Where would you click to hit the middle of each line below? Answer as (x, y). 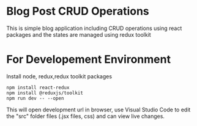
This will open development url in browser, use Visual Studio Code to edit (98, 109)
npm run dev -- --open (35, 98)
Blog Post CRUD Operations (78, 11)
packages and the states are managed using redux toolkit (79, 34)
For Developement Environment (89, 60)
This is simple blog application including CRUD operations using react (94, 28)
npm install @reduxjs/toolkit (45, 93)
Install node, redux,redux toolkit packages (59, 76)
